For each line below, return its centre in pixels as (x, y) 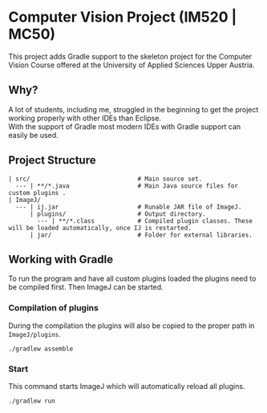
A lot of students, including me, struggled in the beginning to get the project (133, 109)
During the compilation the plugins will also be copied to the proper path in (131, 326)
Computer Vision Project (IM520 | (123, 17)
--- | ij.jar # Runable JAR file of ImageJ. (129, 207)
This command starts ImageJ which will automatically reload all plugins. (127, 386)
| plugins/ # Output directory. (117, 214)
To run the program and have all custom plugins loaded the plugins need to (132, 279)
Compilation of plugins (53, 308)
